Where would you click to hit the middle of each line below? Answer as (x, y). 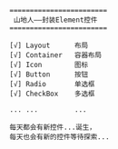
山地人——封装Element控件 (55, 20)
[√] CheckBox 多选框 (52, 94)
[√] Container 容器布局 (56, 55)
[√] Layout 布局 (49, 45)
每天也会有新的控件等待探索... (60, 137)
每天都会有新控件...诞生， (53, 127)
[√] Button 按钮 (49, 74)
